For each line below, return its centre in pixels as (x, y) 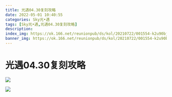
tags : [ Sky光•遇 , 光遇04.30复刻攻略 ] (41, 24)
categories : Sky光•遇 (28, 19)
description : (19, 29)
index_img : (17, 34)
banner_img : (18, 39)
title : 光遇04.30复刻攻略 (31, 10)
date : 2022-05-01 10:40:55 (34, 15)
